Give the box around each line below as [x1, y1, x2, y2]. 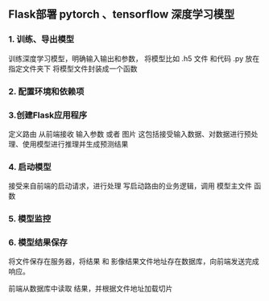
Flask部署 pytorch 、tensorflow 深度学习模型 [8, 7, 235, 22]
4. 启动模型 [8, 161, 52, 172]
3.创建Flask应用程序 [8, 109, 88, 121]
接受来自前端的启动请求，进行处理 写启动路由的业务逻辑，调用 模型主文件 [8, 181, 252, 191]
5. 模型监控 [8, 213, 52, 225]
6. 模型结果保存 [8, 237, 68, 248]
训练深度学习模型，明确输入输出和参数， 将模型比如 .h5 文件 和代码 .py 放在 [8, 53, 260, 63]
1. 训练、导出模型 [8, 34, 75, 45]
